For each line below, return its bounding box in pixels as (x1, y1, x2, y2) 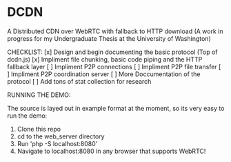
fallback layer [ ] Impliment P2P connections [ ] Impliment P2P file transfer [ (7, 62, 221, 71)
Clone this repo (17, 125, 61, 133)
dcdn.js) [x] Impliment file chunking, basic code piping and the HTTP (7, 55, 203, 63)
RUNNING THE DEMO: (7, 91, 71, 99)
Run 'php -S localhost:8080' (17, 139, 98, 147)
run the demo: (7, 111, 48, 120)
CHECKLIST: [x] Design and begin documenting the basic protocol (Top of (7, 48, 218, 56)
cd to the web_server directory (17, 132, 105, 141)
